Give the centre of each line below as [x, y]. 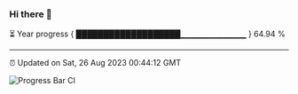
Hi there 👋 [31, 14]
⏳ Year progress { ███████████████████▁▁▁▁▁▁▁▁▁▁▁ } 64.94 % [147, 34]
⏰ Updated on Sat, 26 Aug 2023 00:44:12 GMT [95, 63]
